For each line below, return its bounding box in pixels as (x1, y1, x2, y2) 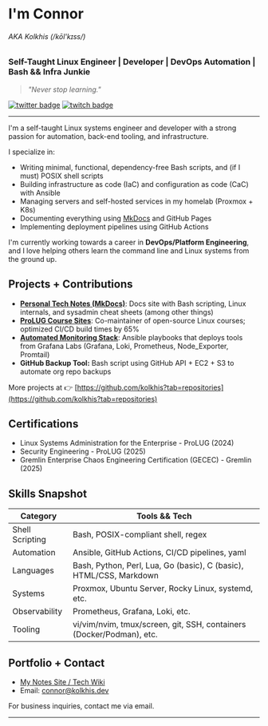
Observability (12, 606, 62, 617)
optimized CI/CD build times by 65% (19, 324, 140, 334)
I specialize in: (8, 147, 56, 157)
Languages (12, 565, 54, 576)
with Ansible (19, 188, 61, 197)
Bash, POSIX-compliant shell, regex (73, 529, 207, 540)
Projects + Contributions (8, 277, 133, 292)
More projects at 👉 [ (8, 383, 78, 392)
